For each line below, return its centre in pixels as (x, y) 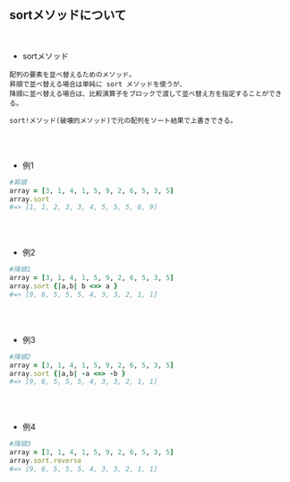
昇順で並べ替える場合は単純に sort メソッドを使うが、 (98, 84)
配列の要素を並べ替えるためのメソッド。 (72, 74)
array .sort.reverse (46, 461)
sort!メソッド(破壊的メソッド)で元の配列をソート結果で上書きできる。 (123, 120)
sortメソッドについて (68, 15)
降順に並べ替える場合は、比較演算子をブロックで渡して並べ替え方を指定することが (139, 93)
